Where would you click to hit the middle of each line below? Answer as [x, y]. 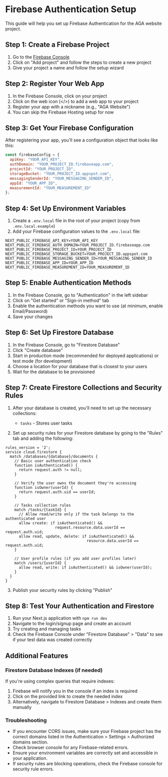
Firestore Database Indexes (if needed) [54, 670]
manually [22, 707]
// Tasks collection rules [43, 505]
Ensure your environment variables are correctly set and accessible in [85, 753]
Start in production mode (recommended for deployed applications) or [86, 356]
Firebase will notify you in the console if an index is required [75, 691]
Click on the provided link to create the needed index [67, 696]
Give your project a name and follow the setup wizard [68, 67]
